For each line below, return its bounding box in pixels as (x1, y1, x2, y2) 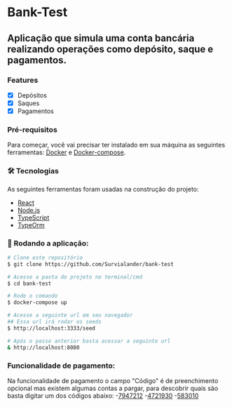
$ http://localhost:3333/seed (7, 324, 96, 332)
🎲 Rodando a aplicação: (7, 238, 89, 248)
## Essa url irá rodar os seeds (7, 319, 102, 326)
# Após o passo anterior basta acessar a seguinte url (7, 338, 171, 345)
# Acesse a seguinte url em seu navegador (7, 312, 133, 319)
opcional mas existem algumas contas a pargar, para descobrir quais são (7, 384, 219, 392)
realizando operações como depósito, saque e (7, 43, 214, 55)
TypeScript (17, 213, 50, 222)
